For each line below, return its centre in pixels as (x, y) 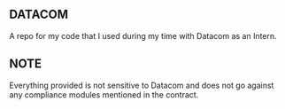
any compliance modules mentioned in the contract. (104, 94)
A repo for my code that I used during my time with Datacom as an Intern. (143, 35)
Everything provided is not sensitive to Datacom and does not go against (142, 85)
